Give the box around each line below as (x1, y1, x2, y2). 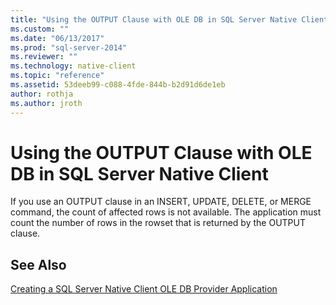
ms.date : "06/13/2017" (10, 33, 105, 43)
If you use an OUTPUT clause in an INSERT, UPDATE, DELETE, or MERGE (10, 196, 312, 208)
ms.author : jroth (10, 98, 83, 108)
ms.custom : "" (10, 24, 70, 34)
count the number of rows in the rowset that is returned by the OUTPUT (10, 217, 306, 229)
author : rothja (10, 89, 74, 99)
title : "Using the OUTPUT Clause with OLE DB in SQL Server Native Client (10, 14, 329, 25)
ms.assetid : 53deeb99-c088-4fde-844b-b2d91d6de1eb (10, 80, 226, 90)
